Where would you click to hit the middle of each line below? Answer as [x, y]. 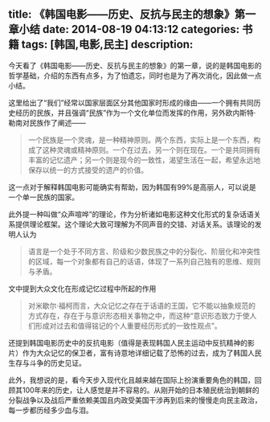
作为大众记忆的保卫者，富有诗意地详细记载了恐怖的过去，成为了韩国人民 [142, 353]
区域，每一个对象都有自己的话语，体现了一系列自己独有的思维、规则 [148, 261]
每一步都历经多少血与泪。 [51, 410]
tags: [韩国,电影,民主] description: [107, 45]
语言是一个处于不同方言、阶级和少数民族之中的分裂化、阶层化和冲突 [141, 251]
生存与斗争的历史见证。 [47, 363]
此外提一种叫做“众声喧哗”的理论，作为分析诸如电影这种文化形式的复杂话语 [131, 214]
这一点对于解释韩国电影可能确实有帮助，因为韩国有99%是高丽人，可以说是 [133, 186]
